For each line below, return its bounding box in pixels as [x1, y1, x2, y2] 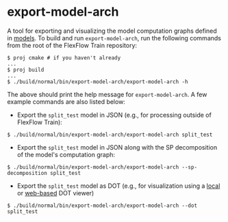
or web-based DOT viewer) [16, 189, 94, 197]
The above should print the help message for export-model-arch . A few [7, 90, 207, 98]
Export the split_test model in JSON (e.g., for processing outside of [16, 111, 212, 119]
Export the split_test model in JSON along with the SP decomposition [16, 143, 218, 151]
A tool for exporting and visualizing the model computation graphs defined [7, 27, 217, 35]
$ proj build [7, 66, 45, 73]
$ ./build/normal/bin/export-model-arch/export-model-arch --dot [7, 202, 197, 209]
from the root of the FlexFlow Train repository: [7, 41, 138, 49]
